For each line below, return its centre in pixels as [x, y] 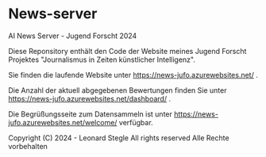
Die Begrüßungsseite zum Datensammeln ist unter [91, 114]
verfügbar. [136, 122]
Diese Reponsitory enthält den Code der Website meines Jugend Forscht [127, 51]
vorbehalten [28, 146]
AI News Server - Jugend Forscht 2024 [73, 36]
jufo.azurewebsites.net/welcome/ [63, 122]
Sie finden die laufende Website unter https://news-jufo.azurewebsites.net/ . [133, 75]
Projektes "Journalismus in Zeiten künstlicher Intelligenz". [102, 59]
